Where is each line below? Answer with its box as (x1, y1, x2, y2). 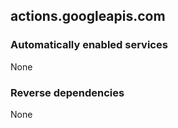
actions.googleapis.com (10, 8, 166, 25)
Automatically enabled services (10, 38, 168, 52)
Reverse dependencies (10, 85, 125, 99)
